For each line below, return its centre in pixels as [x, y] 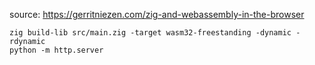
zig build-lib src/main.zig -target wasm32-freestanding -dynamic [150, 33]
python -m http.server [56, 50]
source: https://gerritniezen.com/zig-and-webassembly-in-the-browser [157, 14]
